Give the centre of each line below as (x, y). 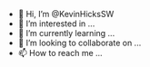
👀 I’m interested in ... (56, 24)
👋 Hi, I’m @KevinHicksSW (66, 14)
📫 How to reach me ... (60, 53)
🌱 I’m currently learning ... (66, 33)
